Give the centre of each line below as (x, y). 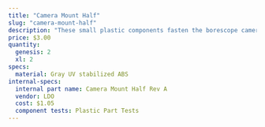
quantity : (24, 45)
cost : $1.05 (35, 103)
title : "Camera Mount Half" (54, 15)
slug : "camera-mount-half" (52, 23)
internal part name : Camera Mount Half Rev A (91, 89)
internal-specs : (35, 81)
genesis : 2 (33, 52)
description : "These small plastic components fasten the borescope (123, 30)
